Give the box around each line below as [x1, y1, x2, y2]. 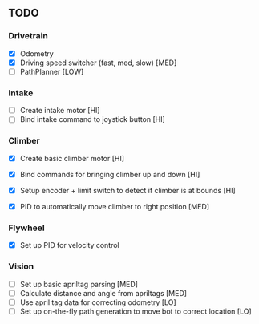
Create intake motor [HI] [19, 106, 100, 115]
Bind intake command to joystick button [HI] [19, 115, 166, 124]
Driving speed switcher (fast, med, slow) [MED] [19, 58, 177, 67]
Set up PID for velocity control [19, 241, 120, 250]
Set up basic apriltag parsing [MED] [19, 279, 139, 289]
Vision [8, 261, 34, 272]
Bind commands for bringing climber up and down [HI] [19, 169, 200, 179]
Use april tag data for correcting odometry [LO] [19, 297, 176, 307]
